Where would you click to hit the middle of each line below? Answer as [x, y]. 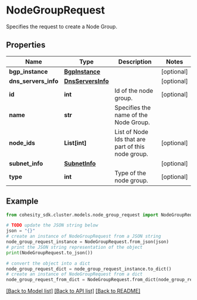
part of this [130, 146]
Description [135, 61]
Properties [26, 45]
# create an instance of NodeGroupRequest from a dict [74, 274]
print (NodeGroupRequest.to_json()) [50, 253]
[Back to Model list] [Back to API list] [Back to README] [73, 291]
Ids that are [130, 139]
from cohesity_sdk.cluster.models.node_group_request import [82, 215]
